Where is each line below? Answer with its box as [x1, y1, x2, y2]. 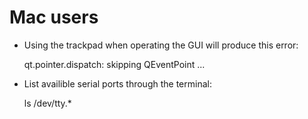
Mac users [9, 6, 99, 29]
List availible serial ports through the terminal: [23, 77, 212, 90]
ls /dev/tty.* [23, 97, 72, 109]
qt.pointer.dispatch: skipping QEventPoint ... [23, 58, 206, 70]
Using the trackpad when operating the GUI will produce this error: [23, 39, 299, 51]
